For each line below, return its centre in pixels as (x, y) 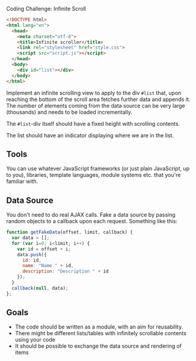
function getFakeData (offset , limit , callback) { (70, 232)
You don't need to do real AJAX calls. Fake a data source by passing (91, 215)
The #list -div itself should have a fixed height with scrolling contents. (93, 123)
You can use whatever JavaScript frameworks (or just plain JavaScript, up (98, 168)
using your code (35, 340)
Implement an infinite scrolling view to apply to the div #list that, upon (94, 93)
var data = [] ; (31, 238)
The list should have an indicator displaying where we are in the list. (90, 135)
